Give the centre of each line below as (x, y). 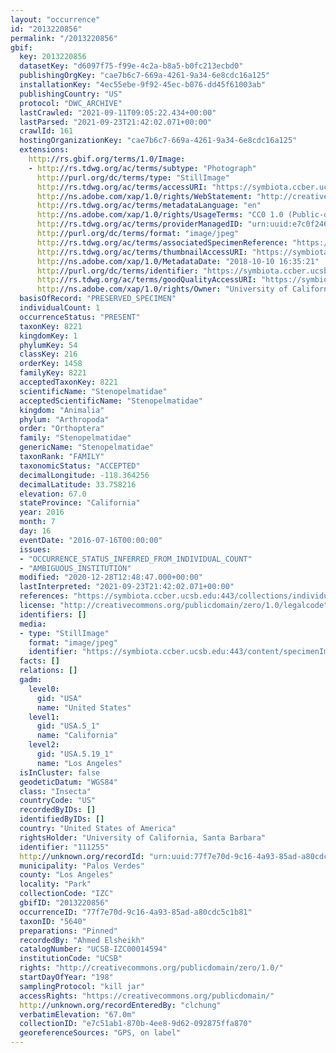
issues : (35, 549)
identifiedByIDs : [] (62, 819)
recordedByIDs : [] (58, 810)
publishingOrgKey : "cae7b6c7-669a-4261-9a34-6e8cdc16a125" (145, 76)
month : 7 (37, 522)
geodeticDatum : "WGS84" (68, 782)
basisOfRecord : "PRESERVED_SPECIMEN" (98, 299)
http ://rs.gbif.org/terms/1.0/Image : (107, 159)
